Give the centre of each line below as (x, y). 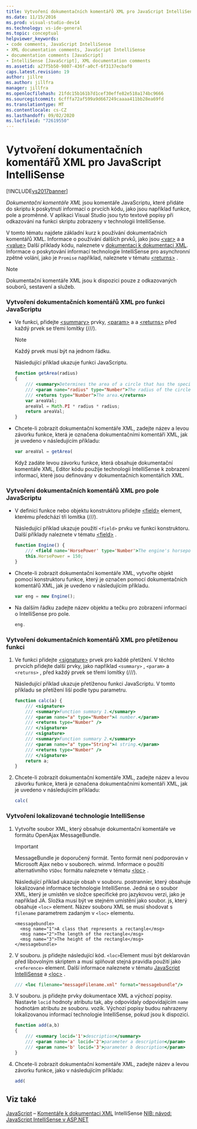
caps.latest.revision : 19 (38, 72)
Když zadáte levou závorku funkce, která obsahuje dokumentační (94, 463)
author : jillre (25, 77)
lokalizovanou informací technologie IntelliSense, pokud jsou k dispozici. (102, 1014)
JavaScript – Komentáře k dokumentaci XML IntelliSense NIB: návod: (89, 1113)
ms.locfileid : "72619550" (38, 121)
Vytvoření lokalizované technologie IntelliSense (76, 816)
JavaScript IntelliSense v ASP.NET (47, 1120)
